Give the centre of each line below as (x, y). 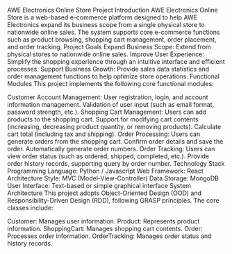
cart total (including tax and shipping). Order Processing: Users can (104, 134)
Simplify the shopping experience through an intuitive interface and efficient (116, 61)
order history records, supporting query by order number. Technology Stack (116, 163)
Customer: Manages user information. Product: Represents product (103, 221)
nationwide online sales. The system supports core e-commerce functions (114, 32)
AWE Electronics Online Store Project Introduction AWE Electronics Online (113, 10)
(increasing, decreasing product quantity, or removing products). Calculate (114, 127)
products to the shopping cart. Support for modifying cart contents (103, 119)
